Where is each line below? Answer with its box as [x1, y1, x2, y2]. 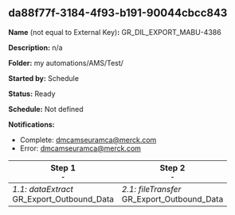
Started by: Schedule [8, 73, 80, 83]
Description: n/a [8, 43, 63, 52]
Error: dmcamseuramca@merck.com [19, 143, 142, 153]
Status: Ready [8, 89, 56, 98]
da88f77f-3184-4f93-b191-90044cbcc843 [8, 6, 228, 20]
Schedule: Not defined [8, 104, 84, 113]
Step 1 [50, 162, 76, 173]
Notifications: [8, 119, 55, 129]
